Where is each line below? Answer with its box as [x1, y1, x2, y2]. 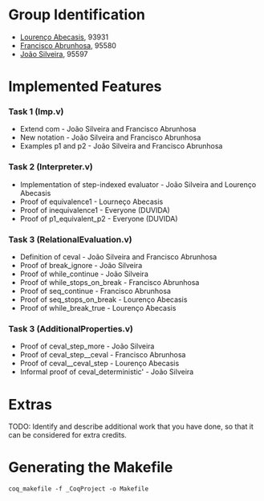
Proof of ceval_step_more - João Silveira [19, 341, 155, 351]
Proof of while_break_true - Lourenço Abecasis [19, 303, 177, 313]
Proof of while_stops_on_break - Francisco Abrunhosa [19, 278, 200, 287]
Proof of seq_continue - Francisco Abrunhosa [19, 287, 171, 296]
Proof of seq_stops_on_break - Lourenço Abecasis [19, 295, 188, 304]
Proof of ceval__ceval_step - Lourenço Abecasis [19, 359, 180, 369]
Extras [8, 395, 52, 413]
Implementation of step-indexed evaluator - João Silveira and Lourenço [19, 179, 257, 189]
